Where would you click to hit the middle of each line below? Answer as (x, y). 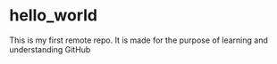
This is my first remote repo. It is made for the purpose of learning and (138, 40)
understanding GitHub (50, 49)
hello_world (54, 16)
